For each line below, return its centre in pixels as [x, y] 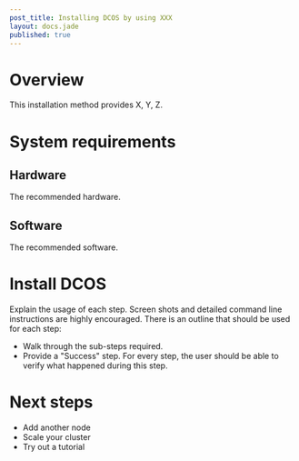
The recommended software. [64, 247]
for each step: [35, 329]
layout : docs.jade [44, 26]
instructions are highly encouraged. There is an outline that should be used [150, 319]
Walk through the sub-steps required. [93, 346]
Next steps [51, 402]
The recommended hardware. [65, 197]
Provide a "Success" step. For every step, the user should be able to [150, 356]
